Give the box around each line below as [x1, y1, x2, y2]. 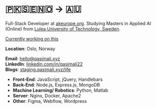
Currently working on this [5, 35, 59, 41]
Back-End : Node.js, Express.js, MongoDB [12, 81, 100, 88]
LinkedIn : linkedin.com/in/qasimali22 [5, 61, 83, 67]
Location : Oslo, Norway [5, 46, 56, 52]
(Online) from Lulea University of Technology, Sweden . [5, 26, 121, 32]
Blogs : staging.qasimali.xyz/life [5, 66, 71, 72]
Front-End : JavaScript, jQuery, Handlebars [12, 76, 103, 82]
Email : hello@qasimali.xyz [5, 55, 60, 61]
